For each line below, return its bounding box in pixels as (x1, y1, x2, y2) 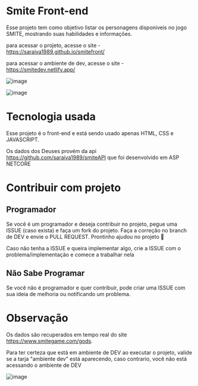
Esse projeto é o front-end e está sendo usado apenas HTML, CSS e (6, 129, 174, 136)
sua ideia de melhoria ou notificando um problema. (6, 290, 131, 297)
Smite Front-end (6, 4, 89, 18)
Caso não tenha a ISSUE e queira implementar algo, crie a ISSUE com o (6, 244, 181, 251)
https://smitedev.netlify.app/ (6, 66, 76, 73)
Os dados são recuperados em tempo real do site (6, 331, 127, 338)
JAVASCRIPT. (6, 136, 40, 143)
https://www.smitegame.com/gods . (6, 337, 93, 344)
